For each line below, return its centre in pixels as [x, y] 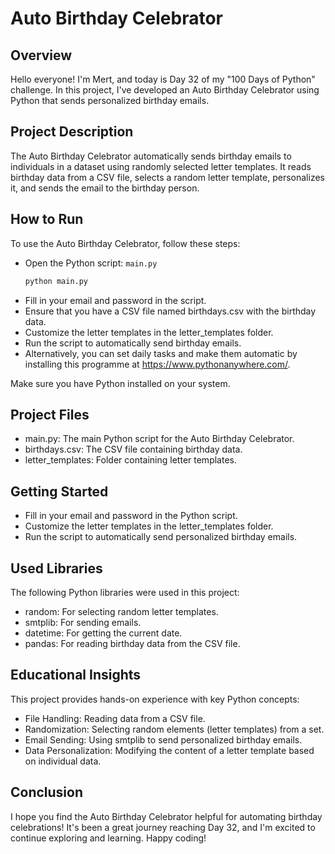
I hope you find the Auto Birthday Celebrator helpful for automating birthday [166, 816]
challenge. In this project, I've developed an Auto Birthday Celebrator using [165, 90]
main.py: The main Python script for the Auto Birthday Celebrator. [159, 439]
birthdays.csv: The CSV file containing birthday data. [133, 449]
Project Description [72, 132]
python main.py [56, 281]
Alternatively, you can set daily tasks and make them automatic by [161, 353]
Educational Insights [76, 675]
